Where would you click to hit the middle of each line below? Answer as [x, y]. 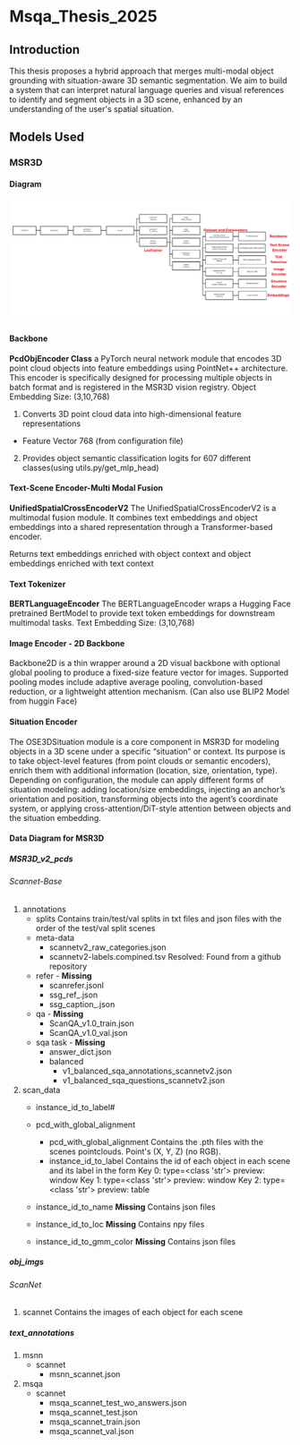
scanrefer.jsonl [77, 985]
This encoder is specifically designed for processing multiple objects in [141, 377]
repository [68, 966]
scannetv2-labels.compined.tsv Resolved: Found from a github [165, 956]
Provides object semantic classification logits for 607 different [137, 457]
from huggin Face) [43, 701]
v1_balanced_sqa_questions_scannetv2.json [144, 1080]
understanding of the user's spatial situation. [92, 109]
